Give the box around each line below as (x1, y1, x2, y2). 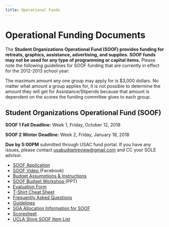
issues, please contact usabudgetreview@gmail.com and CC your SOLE (5, 147, 156, 153)
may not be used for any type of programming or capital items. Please (5, 57, 156, 63)
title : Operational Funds (5, 7, 60, 13)
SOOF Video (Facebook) (12, 168, 64, 174)
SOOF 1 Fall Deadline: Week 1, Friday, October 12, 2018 (5, 122, 121, 128)
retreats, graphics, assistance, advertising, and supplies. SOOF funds (5, 51, 156, 57)
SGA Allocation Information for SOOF (12, 205, 91, 211)
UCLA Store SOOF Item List (12, 216, 70, 222)
